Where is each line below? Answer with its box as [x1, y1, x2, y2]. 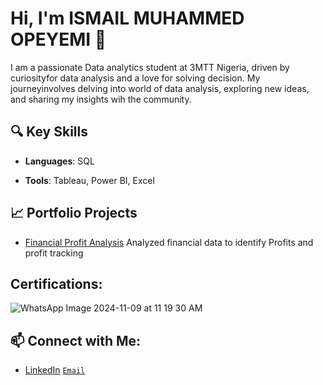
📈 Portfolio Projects [10, 205, 138, 222]
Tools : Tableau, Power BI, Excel [24, 174, 155, 186]
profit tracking [24, 247, 84, 259]
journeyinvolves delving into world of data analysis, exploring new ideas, [10, 82, 310, 94]
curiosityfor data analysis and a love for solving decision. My [10, 72, 261, 84]
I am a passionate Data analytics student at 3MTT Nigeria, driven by [10, 61, 290, 73]
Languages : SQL [24, 155, 95, 167]
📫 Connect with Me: [10, 332, 142, 349]
